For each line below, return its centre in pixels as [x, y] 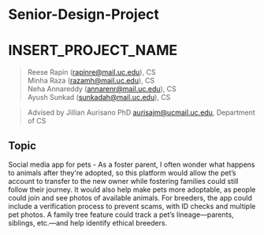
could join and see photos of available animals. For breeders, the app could [130, 197]
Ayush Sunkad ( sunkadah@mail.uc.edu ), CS [99, 97]
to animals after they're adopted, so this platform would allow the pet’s [122, 173]
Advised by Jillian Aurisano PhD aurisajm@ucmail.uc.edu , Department [141, 112]
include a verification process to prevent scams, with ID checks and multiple [132, 206]
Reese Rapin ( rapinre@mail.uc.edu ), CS [91, 72]
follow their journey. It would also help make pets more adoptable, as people [132, 189]
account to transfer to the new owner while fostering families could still [123, 181]
